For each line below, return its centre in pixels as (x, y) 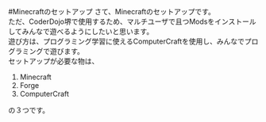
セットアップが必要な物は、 (54, 61)
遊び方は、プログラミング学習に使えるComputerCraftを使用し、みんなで (126, 41)
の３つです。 (29, 110)
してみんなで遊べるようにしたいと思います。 (81, 31)
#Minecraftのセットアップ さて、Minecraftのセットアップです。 (112, 11)
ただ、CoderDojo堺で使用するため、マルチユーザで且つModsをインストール (132, 21)
